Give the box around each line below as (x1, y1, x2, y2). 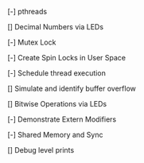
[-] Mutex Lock (7, 37, 56, 47)
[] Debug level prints (7, 146, 75, 154)
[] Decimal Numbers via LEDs (7, 22, 104, 31)
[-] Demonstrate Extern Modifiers (7, 114, 117, 124)
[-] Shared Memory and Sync (7, 130, 103, 139)
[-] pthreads (7, 7, 48, 16)
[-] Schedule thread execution (7, 68, 107, 78)
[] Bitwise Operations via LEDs (7, 99, 107, 108)
